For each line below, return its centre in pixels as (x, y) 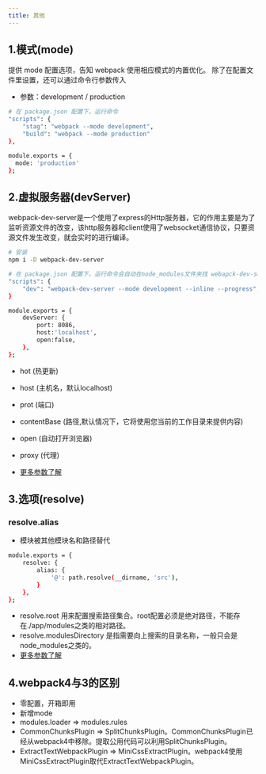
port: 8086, (57, 326)
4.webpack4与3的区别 (64, 682)
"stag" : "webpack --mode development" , (88, 127)
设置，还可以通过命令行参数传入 (74, 80)
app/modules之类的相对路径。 (81, 626)
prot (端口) (37, 404)
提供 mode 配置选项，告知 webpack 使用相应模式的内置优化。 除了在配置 (127, 70)
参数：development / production (72, 97)
